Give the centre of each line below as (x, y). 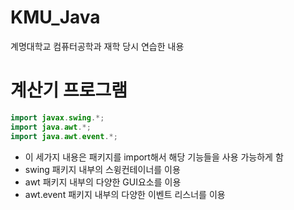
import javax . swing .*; (57, 117)
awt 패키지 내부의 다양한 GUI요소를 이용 (103, 182)
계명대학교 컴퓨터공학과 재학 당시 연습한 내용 (97, 46)
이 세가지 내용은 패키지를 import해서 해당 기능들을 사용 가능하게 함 (154, 157)
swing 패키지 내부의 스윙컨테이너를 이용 (102, 169)
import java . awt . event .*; (64, 136)
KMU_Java (55, 17)
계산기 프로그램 (69, 90)
